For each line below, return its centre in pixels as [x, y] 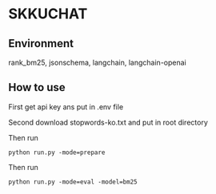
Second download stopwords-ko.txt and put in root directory [108, 122]
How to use [37, 87]
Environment [41, 44]
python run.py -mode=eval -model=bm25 [73, 182]
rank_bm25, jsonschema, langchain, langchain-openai [97, 62]
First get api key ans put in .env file [66, 107]
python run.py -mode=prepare [57, 152]
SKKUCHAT [48, 14]
